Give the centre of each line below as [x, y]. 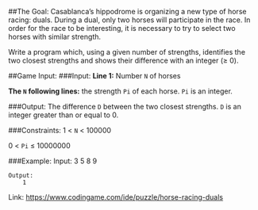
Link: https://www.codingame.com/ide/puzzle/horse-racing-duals [116, 197]
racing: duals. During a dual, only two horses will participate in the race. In [129, 20]
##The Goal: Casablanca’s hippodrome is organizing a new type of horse [127, 11]
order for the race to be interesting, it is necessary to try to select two [122, 28]
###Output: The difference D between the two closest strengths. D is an [125, 107]
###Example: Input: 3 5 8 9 [53, 161]
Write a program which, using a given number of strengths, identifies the [127, 52]
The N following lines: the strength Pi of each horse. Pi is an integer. [120, 91]
